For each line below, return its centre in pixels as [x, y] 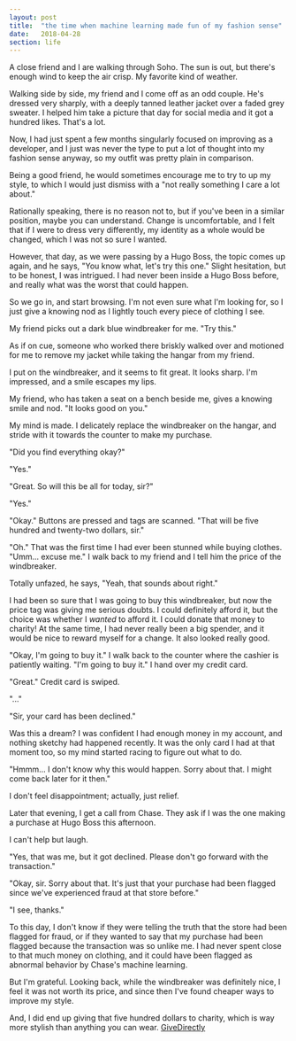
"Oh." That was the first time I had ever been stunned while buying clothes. [146, 548]
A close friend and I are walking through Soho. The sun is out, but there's [142, 67]
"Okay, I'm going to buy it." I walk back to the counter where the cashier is [144, 656]
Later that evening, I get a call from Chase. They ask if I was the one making [147, 813]
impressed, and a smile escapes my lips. [83, 382]
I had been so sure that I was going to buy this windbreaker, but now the [140, 601]
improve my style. [42, 1001]
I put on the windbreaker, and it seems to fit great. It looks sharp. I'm [133, 372]
